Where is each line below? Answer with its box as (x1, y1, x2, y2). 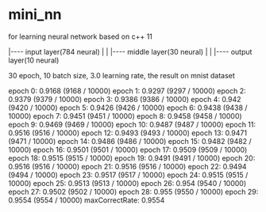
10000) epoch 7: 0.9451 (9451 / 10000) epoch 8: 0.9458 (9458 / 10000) (8, 111, 242, 120)
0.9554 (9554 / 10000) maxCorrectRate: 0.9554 (8, 195, 165, 205)
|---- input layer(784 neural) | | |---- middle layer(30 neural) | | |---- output (8, 47, 253, 56)
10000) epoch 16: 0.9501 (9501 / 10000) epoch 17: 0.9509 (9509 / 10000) (8, 145, 248, 154)
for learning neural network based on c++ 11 (8, 32, 153, 41)
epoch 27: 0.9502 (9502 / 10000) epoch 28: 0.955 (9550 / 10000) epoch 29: (8, 187, 259, 196)
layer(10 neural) (8, 55, 60, 65)
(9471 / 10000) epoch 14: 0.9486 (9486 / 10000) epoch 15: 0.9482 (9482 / (8, 136, 252, 146)
